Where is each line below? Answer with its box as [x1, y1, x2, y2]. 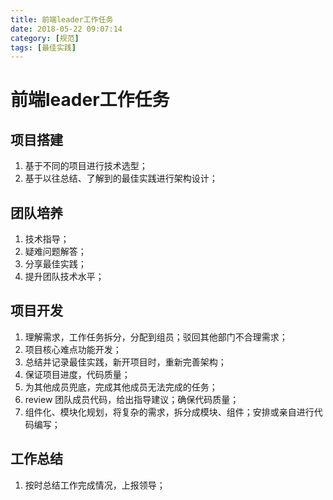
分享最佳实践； [24, 258, 87, 270]
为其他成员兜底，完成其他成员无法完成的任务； [24, 381, 218, 393]
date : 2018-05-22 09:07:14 [10, 24, 123, 34]
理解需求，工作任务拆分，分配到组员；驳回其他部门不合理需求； [24, 331, 288, 343]
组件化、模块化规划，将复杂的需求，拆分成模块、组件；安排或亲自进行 [24, 406, 315, 418]
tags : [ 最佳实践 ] [10, 42, 77, 53]
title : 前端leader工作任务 [10, 14, 114, 25]
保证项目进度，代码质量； [24, 368, 131, 380]
